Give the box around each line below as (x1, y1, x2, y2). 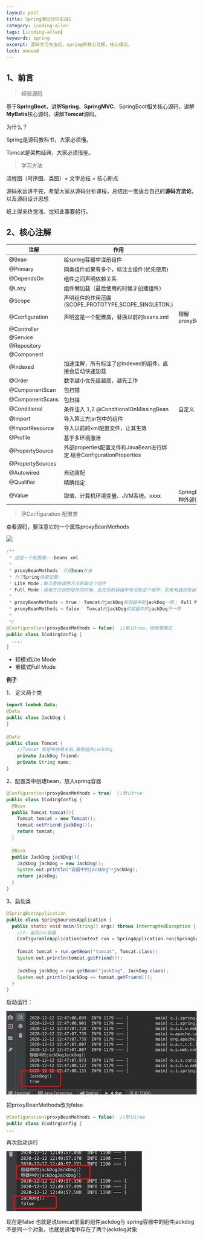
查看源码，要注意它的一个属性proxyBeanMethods (6, 523, 129, 530)
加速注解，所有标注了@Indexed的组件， (63, 360, 163, 367)
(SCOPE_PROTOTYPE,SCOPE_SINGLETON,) (63, 301, 173, 308)
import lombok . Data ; (6, 702, 59, 708)
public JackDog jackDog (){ (11, 854, 80, 860)
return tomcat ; (17, 828, 56, 834)
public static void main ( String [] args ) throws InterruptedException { (11, 923, 196, 929)
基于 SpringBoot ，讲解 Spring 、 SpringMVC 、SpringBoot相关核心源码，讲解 (6, 103, 195, 110)
